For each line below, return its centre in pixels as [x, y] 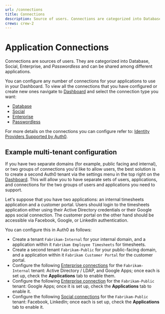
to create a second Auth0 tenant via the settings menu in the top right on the [82, 174]
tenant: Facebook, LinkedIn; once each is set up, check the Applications [86, 302]
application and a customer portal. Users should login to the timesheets [77, 205]
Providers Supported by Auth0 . [36, 137]
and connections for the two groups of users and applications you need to [80, 185]
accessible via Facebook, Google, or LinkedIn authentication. [67, 220]
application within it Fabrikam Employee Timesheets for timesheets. [79, 244]
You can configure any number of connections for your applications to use [80, 81]
